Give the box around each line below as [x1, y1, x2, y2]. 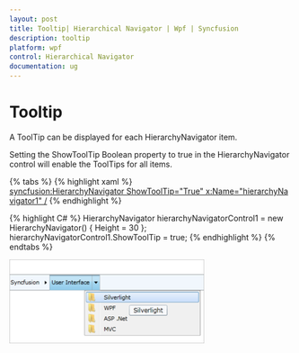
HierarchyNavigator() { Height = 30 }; [9, 222, 147, 233]
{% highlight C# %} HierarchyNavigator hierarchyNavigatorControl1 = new [9, 213, 284, 223]
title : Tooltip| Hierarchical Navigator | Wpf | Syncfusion [9, 23, 240, 33]
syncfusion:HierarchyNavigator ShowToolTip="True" [9, 186, 204, 196]
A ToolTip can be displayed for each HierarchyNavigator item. [9, 131, 238, 142]
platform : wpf [9, 43, 63, 52]
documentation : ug [9, 62, 78, 71]
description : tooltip [9, 33, 91, 42]
